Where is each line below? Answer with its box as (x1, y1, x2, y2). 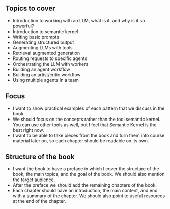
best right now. (12, 127, 44, 133)
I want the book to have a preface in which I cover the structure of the (12, 166, 159, 172)
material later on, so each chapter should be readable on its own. (12, 137, 149, 144)
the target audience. (12, 176, 55, 183)
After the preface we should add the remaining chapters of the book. (12, 182, 157, 188)
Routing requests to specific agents (12, 55, 88, 62)
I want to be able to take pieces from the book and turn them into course (12, 132, 165, 138)
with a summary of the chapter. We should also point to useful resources (12, 193, 165, 199)
